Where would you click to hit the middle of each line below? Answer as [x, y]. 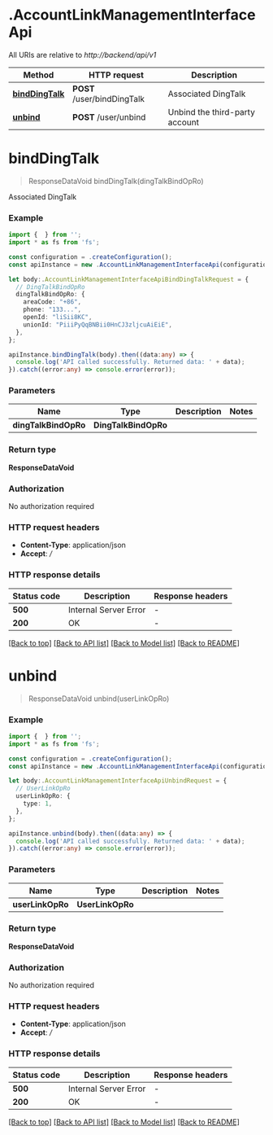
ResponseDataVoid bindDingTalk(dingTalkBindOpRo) [116, 181]
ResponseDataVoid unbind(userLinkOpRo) [99, 699]
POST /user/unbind [109, 117]
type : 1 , [38, 804]
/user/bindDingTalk [108, 99]
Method [39, 75]
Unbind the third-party [212, 112]
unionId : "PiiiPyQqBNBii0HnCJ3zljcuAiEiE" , [98, 324]
